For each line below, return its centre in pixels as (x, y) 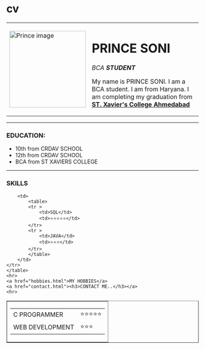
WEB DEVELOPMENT (44, 328)
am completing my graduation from (142, 97)
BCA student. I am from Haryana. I (140, 89)
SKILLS (17, 184)
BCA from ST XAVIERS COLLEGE (56, 162)
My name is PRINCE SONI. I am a (139, 81)
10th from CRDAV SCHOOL (49, 149)
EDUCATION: (26, 135)
